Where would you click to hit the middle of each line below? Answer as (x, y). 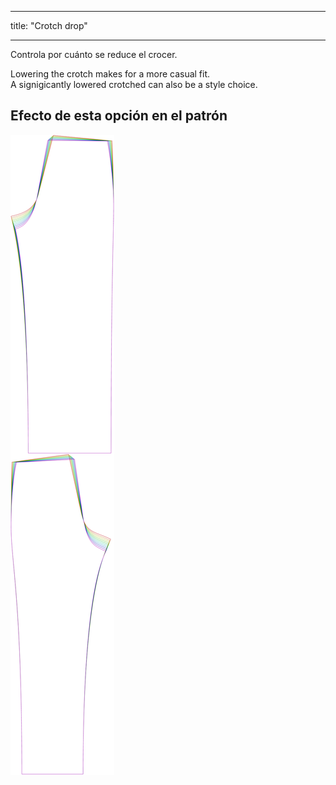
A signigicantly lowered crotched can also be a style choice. (134, 84)
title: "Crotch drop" (49, 25)
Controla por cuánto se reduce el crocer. (94, 54)
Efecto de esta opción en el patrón (119, 116)
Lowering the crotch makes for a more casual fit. (110, 74)
